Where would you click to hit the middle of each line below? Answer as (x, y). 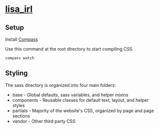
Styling (17, 73)
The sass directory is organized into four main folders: (60, 85)
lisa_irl (19, 9)
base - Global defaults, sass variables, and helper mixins (70, 95)
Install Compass (22, 39)
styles (18, 105)
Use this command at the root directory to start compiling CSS (69, 49)
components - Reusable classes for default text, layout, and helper (80, 100)
